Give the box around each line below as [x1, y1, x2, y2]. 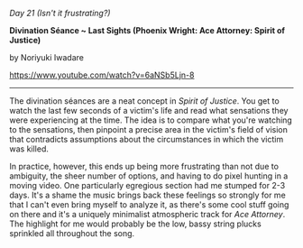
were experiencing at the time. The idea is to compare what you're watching [9, 115, 293, 125]
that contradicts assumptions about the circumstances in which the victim [9, 134, 284, 144]
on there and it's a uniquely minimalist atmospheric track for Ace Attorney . [9, 209, 286, 219]
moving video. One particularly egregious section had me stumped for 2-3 [9, 180, 286, 190]
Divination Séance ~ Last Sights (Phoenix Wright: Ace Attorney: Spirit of [9, 25, 286, 35]
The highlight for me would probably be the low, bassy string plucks [9, 218, 262, 229]
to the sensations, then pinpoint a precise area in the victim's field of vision [9, 124, 289, 134]
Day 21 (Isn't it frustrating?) [9, 8, 111, 18]
